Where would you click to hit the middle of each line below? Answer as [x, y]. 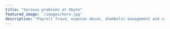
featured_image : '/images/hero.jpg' [44, 14]
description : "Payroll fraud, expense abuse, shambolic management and [82, 19]
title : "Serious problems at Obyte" [44, 10]
